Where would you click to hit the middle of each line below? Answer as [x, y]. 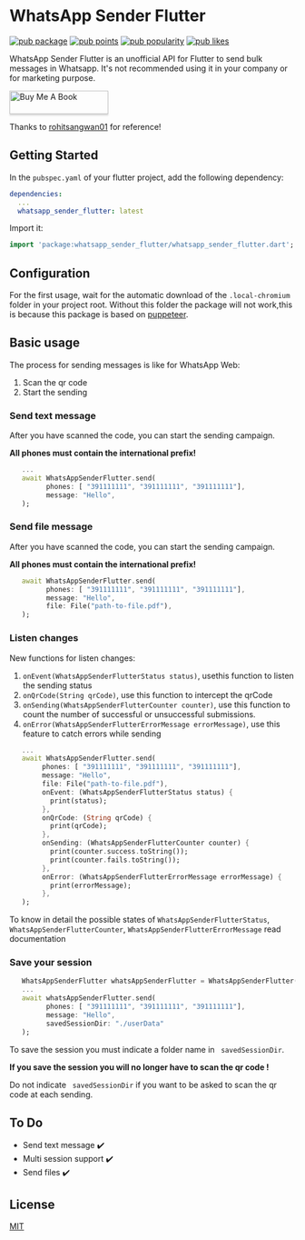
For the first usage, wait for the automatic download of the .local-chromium [150, 295]
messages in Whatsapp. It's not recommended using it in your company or [149, 68]
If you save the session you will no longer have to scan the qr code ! [139, 1067]
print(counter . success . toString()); [119, 852]
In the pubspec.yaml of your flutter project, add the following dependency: [147, 177]
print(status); [78, 801]
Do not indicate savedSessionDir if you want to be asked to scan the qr [143, 1085]
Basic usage [44, 343]
